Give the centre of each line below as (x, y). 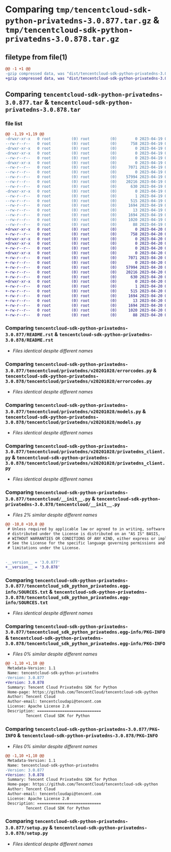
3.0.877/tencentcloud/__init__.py (48, 499)
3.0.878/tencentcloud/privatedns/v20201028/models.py (73, 422)
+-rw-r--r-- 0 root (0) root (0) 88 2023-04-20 (84, 315)
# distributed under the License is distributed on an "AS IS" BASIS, (84, 534)
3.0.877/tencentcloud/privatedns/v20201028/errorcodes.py (79, 370)
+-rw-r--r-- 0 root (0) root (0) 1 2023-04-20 (84, 287)
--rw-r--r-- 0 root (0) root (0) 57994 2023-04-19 (84, 177)
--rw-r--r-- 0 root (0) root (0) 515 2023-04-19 (84, 201)
